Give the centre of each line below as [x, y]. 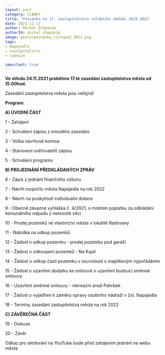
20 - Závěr [16, 333]
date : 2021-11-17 [23, 23]
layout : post [18, 10]
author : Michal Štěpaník [31, 28]
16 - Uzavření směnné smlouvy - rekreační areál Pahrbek [63, 286]
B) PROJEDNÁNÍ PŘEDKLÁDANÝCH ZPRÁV [50, 170]
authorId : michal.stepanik [33, 33]
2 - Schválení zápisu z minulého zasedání [47, 132]
